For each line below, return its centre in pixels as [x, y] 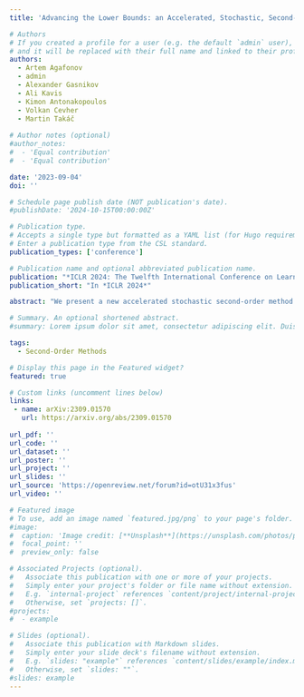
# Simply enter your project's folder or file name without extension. [152, 585]
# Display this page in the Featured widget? [96, 368]
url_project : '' [40, 468]
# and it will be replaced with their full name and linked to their [143, 51]
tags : [19, 343]
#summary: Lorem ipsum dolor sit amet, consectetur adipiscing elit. [143, 327]
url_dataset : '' [40, 452]
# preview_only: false [54, 553]
